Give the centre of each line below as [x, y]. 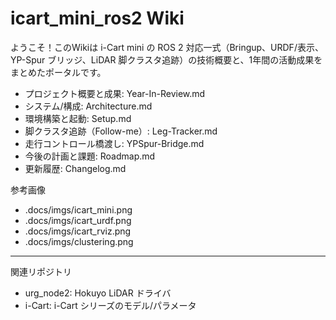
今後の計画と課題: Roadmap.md [90, 156]
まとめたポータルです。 [58, 72]
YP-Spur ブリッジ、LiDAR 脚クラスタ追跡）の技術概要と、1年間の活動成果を [166, 59]
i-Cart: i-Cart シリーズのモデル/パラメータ [110, 305]
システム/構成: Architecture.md [88, 106]
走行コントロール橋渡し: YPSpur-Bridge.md [114, 143]
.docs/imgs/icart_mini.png [78, 209]
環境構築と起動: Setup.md [78, 118]
